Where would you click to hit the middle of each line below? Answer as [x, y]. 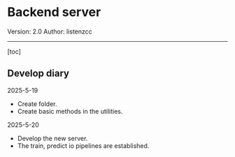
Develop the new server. [52, 138]
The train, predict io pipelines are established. [83, 145]
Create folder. [37, 104]
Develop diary [38, 74]
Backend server [54, 12]
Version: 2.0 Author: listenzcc [50, 31]
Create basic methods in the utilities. [70, 111]
